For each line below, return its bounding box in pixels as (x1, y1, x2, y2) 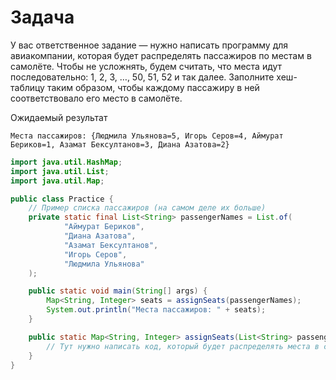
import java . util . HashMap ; (10, 157, 123, 167)
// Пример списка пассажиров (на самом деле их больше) (28, 203, 267, 213)
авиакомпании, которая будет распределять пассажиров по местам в (10, 49, 312, 61)
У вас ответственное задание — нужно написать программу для (10, 39, 289, 51)
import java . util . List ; (10, 166, 110, 176)
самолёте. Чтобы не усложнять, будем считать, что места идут (10, 60, 283, 72)
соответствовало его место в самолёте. (10, 92, 183, 104)
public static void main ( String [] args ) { (28, 286, 208, 296)
